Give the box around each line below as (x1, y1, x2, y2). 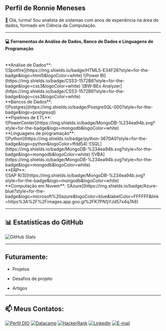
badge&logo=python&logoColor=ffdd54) (5, 141, 88, 147)
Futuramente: (5, 253, 48, 261)
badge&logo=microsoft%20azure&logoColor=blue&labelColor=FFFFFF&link (5, 193, 159, 199)
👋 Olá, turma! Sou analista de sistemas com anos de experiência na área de (5, 17, 159, 23)
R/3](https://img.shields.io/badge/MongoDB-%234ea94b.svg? (17, 173, 145, 179)
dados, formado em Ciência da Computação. (5, 22, 97, 28)
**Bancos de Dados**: (5, 99, 53, 105)
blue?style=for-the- (5, 188, 45, 194)
